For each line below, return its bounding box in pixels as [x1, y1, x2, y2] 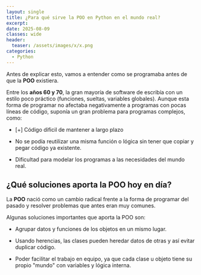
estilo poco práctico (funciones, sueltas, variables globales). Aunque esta [6, 95, 190, 102]
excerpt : [6, 20, 28, 26]
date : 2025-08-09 [6, 25, 50, 32]
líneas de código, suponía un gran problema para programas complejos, [6, 108, 186, 115]
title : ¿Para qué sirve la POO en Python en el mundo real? [6, 15, 161, 21]
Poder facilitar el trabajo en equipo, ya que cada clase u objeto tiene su [14, 255, 193, 263]
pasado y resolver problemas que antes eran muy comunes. [6, 202, 156, 209]
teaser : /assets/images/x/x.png [11, 43, 94, 49]
